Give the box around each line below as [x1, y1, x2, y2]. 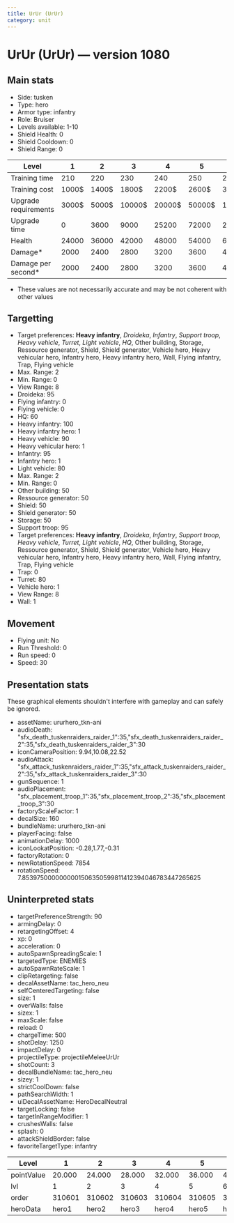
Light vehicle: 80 [17, 464, 65, 472]
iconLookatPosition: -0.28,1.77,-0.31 [17, 844, 120, 852]
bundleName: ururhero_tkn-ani [17, 822, 106, 830]
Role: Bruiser [17, 115, 54, 123]
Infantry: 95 [17, 449, 51, 458]
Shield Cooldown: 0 [17, 137, 75, 146]
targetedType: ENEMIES [17, 956, 87, 965]
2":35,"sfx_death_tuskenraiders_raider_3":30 [17, 740, 146, 748]
